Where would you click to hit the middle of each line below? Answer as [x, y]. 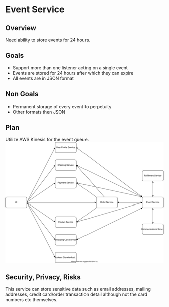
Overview [21, 28]
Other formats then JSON [39, 112]
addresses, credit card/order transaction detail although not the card [76, 294]
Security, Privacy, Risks [43, 277]
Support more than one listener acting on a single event [70, 68]
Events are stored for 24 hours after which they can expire [73, 73]
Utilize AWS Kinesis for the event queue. [47, 140]
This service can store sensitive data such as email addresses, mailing [78, 289]
